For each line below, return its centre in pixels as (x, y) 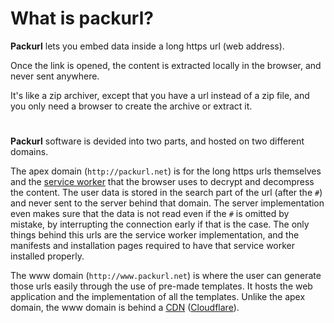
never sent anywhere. (55, 76)
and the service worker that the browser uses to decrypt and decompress (162, 182)
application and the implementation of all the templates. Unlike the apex (158, 297)
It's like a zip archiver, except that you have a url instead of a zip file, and (160, 95)
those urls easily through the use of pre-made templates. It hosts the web (161, 286)
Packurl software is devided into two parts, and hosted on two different (157, 141)
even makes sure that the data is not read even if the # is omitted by (150, 214)
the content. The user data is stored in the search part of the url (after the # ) (166, 193)
